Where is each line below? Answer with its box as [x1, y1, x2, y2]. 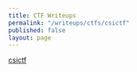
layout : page [8, 33, 52, 42]
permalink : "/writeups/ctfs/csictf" [8, 19, 130, 27]
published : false [8, 26, 66, 34]
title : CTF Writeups [8, 11, 77, 20]
